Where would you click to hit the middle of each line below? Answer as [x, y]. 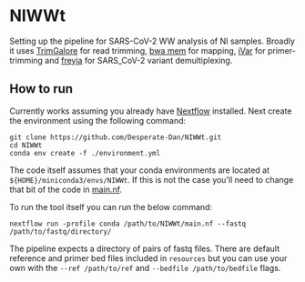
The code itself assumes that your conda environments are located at [140, 170]
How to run [41, 89]
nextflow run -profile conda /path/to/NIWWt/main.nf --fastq [128, 224]
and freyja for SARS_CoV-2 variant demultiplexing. [139, 60]
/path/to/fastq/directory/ [61, 232]
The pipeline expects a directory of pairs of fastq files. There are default [145, 248]
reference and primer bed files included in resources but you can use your [148, 258]
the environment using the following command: [98, 120]
